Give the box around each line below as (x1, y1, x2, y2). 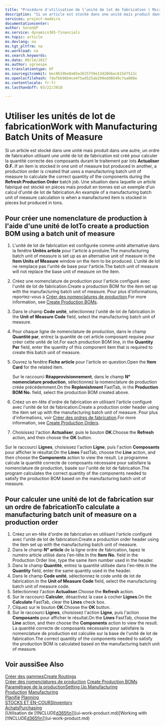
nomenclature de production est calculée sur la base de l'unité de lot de (12, 631, 158, 636)
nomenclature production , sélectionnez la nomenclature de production (12, 379, 157, 385)
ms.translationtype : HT (5, 67, 54, 72)
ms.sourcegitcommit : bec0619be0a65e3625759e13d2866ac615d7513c (5, 71, 137, 76)
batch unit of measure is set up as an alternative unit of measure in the (12, 253, 156, 259)
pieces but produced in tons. (5, 200, 63, 206)
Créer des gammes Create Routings (5, 673, 77, 679)
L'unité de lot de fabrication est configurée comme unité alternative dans (12, 242, 160, 248)
